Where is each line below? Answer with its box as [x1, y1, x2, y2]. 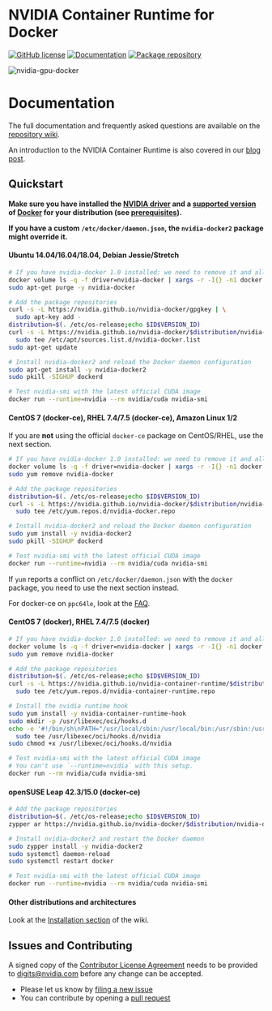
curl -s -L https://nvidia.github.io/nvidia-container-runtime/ [8, 680, 230, 688]
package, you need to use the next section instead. [8, 583, 180, 592]
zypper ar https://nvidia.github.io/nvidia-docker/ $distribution [8, 820, 233, 828]
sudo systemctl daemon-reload [8, 850, 111, 858]
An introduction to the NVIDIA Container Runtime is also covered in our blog [8, 144, 261, 155]
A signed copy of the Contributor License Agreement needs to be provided [8, 960, 258, 970]
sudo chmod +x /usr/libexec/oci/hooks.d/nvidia [8, 740, 172, 748]
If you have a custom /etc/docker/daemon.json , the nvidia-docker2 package [8, 223, 264, 233]
